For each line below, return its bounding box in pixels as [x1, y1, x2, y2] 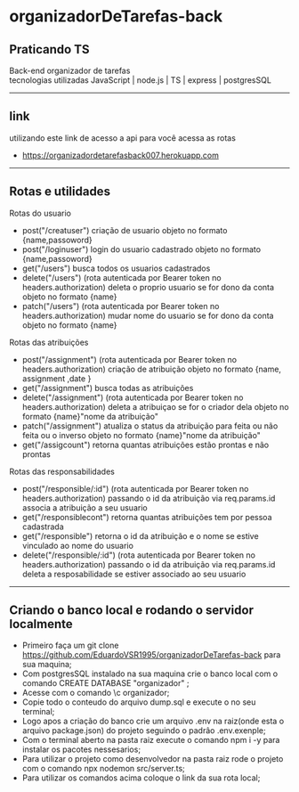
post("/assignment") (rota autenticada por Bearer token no [21, 354, 238, 364]
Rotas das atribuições [9, 337, 89, 347]
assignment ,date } [21, 372, 92, 384]
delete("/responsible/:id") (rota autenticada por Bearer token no [21, 550, 256, 560]
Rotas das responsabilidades [9, 466, 116, 477]
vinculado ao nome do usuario [21, 540, 133, 551]
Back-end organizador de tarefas [9, 65, 131, 76]
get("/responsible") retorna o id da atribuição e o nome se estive [21, 530, 260, 541]
